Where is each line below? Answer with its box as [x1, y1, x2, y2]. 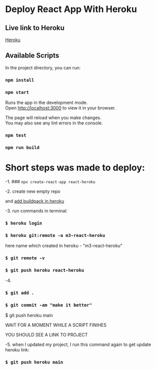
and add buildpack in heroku [5, 198, 64, 204]
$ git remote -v [5, 255, 45, 261]
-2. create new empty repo [5, 188, 61, 194]
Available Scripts [5, 51, 59, 60]
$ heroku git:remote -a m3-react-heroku [5, 232, 105, 238]
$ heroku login [5, 220, 43, 226]
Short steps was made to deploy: [5, 162, 145, 174]
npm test [5, 132, 27, 138]
